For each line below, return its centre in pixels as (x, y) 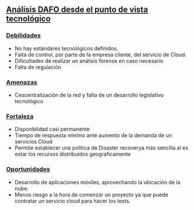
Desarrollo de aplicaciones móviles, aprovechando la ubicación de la (97, 182)
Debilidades (23, 36)
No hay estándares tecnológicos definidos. (66, 48)
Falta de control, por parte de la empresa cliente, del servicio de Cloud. (100, 55)
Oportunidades (28, 170)
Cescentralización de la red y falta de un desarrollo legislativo (89, 95)
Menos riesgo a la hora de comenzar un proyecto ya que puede (91, 194)
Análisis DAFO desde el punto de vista (77, 10)
